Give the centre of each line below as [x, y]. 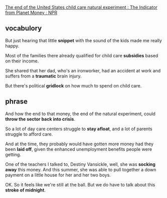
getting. [13, 154]
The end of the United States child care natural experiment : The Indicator [81, 7]
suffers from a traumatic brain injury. [43, 76]
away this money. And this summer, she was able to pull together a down [81, 169]
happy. [12, 46]
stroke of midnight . [26, 190]
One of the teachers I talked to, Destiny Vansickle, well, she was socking [80, 164]
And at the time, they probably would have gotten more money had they [79, 144]
